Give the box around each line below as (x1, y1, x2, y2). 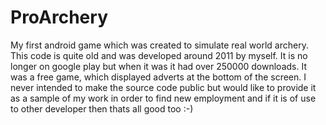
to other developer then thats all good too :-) (10, 102, 194, 115)
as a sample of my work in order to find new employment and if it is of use (10, 92, 317, 104)
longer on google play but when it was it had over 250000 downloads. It (10, 60, 307, 72)
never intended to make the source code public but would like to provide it (10, 81, 317, 93)
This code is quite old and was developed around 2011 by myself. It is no (10, 49, 308, 61)
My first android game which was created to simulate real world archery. (10, 39, 309, 51)
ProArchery (10, 6, 108, 29)
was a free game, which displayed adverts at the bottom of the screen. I (10, 71, 307, 83)
